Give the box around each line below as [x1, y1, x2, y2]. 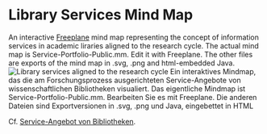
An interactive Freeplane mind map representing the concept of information [8, 32, 260, 42]
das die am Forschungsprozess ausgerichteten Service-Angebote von [8, 75, 241, 85]
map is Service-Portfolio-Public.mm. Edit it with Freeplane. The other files [8, 49, 253, 59]
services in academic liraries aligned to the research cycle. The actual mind [8, 40, 260, 50]
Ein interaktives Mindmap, [169, 66, 257, 76]
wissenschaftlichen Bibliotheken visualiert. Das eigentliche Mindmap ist [8, 83, 246, 94]
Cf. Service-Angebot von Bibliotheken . [8, 116, 136, 126]
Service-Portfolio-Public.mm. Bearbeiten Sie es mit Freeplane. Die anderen [8, 92, 257, 102]
